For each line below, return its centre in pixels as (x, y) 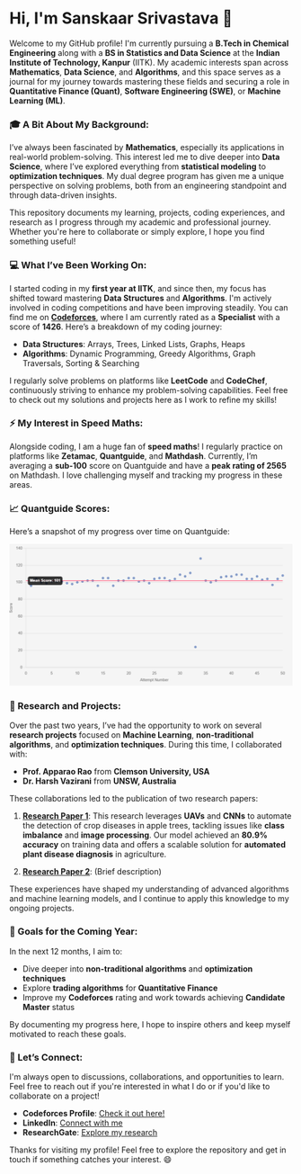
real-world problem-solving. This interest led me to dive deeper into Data (145, 157)
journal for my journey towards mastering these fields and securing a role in (150, 81)
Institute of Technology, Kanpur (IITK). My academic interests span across (149, 62)
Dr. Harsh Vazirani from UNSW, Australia (99, 781)
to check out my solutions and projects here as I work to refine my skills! (143, 399)
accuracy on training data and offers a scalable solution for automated (154, 845)
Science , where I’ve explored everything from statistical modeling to (138, 166)
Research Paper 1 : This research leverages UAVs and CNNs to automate (157, 816)
